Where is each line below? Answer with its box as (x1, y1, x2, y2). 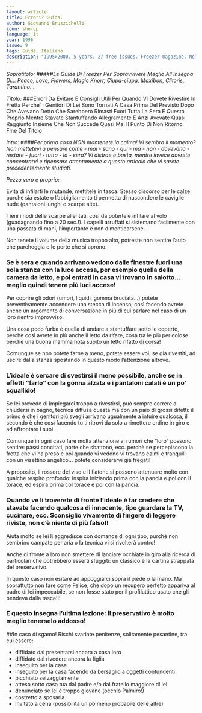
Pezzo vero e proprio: (6, 176, 60, 183)
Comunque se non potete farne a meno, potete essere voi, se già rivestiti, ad (6, 349, 196, 357)
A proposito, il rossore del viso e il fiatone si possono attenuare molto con (6, 468, 188, 475)
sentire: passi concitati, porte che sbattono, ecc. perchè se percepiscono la (6, 444, 194, 451)
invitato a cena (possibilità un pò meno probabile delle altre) (14, 700, 164, 707)
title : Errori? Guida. (6, 14, 63, 21)
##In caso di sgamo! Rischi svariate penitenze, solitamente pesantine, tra (6, 630, 188, 638)
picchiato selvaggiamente (14, 674, 79, 682)
